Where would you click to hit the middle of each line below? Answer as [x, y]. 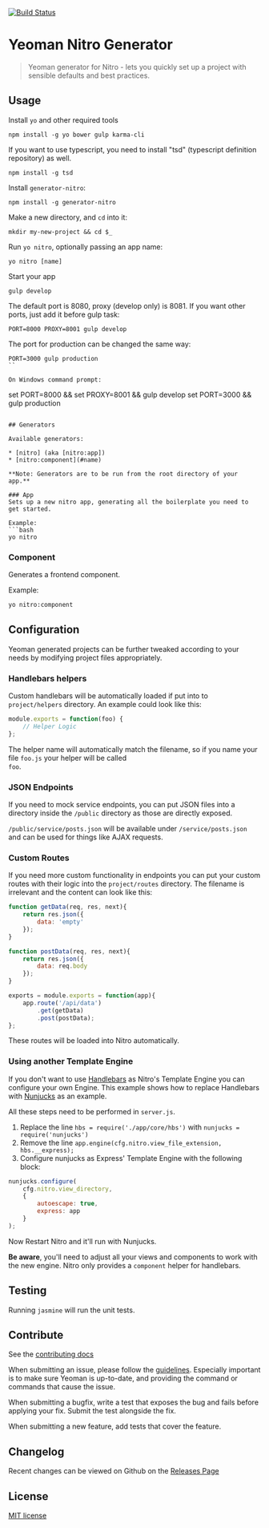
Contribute [36, 1335]
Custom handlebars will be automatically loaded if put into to [108, 696]
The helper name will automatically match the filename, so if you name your [133, 749]
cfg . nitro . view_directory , [68, 1189]
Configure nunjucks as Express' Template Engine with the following [131, 1158]
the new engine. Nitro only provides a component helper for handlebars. [125, 1265]
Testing [28, 1291]
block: [30, 1166]
